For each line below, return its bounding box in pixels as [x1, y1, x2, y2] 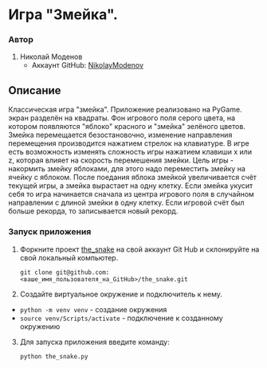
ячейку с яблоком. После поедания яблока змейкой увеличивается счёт [8, 173, 257, 182]
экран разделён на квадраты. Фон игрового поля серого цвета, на [8, 113, 236, 123]
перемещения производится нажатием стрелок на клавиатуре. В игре [8, 139, 249, 148]
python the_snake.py [19, 352, 88, 360]
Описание [8, 84, 61, 97]
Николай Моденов [19, 52, 83, 61]
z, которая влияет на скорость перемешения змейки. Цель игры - [8, 155, 234, 165]
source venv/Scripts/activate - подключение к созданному [19, 313, 223, 323]
